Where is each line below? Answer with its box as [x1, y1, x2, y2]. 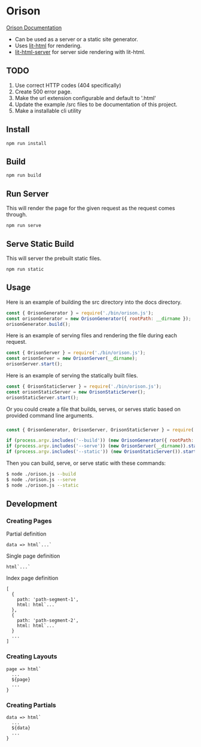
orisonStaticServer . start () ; [6, 394, 79, 401]
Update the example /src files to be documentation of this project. [14, 101, 178, 108]
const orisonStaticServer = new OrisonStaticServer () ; [6, 389, 146, 395]
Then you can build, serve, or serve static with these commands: [6, 459, 166, 467]
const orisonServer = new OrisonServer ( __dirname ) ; [6, 355, 138, 362]
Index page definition [6, 574, 59, 582]
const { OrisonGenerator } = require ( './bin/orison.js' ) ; [6, 310, 154, 316]
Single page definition [6, 552, 60, 560]
